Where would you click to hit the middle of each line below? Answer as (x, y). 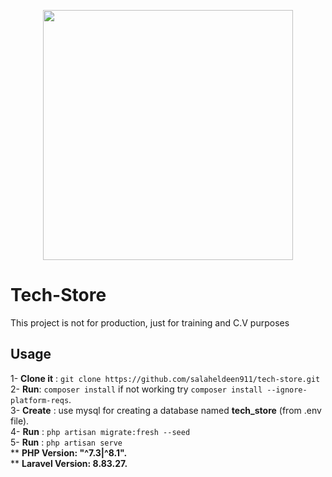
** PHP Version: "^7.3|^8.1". (69, 452)
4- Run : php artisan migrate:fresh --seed (100, 431)
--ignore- (287, 390)
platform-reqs (40, 400)
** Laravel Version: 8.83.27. (69, 463)
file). (20, 421)
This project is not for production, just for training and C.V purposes (150, 322)
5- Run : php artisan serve (66, 442)
